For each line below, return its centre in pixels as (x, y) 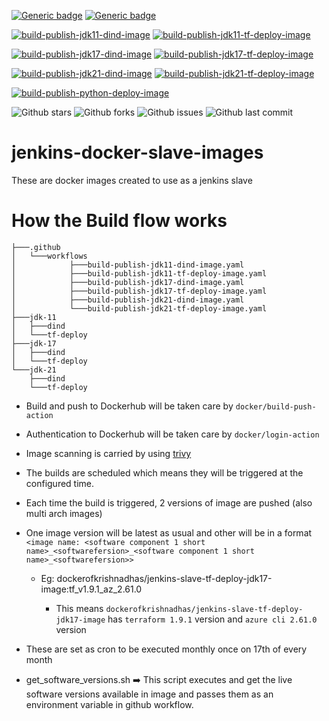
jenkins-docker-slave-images (137, 152)
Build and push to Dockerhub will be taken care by (129, 406)
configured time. (60, 483)
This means (79, 608)
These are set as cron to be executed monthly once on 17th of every (166, 649)
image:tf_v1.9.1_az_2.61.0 (91, 589)
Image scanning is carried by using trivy (108, 453)
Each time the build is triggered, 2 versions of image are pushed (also (169, 502)
